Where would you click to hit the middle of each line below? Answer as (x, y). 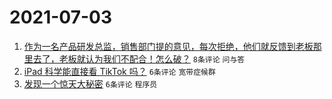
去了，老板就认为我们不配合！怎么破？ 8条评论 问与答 (139, 58)
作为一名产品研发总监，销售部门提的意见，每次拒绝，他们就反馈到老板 (168, 46)
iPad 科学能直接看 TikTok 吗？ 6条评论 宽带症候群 (119, 71)
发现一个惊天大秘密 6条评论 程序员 (90, 83)
